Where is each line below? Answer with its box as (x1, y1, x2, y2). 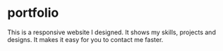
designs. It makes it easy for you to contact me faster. (7, 35, 164, 43)
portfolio (7, 5, 59, 21)
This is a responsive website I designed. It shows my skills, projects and (7, 28, 217, 36)
